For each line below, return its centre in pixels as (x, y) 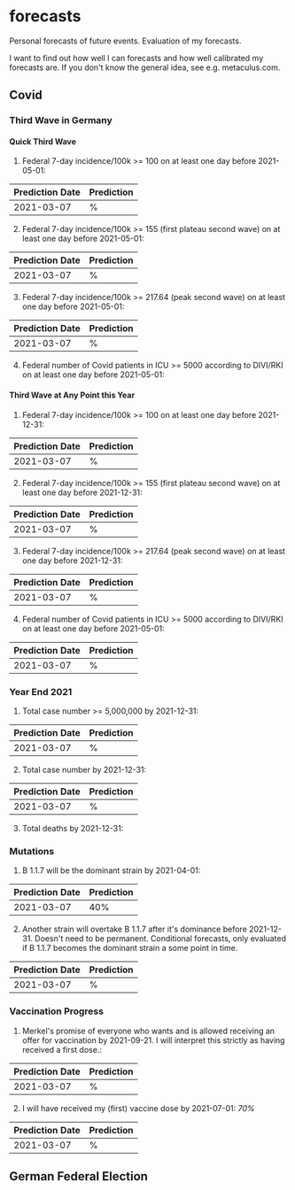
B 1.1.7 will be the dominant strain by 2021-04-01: (111, 870)
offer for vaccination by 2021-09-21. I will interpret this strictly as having (153, 1040)
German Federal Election (79, 1176)
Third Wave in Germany (61, 120)
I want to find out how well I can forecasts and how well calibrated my (136, 58)
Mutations (32, 851)
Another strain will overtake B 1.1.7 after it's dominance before (135, 929)
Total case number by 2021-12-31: (84, 769)
